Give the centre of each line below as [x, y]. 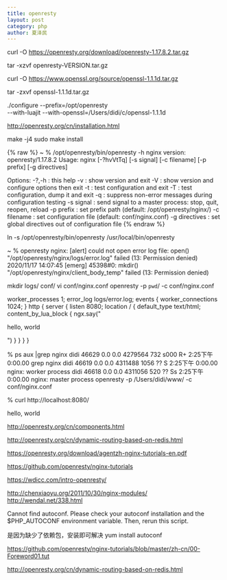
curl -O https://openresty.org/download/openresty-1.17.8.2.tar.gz [98, 52]
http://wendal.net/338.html [45, 500]
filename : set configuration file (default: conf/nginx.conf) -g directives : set [114, 217]
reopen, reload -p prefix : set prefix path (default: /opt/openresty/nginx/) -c [113, 209]
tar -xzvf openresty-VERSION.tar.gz [58, 65]
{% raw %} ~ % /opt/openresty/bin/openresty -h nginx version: [97, 152]
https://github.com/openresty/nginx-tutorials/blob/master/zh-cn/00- [104, 549]
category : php [27, 26]
